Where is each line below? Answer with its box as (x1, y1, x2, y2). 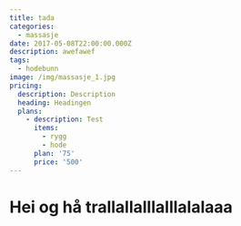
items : (33, 124, 59, 133)
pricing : (9, 81, 43, 90)
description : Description (17, 89, 116, 98)
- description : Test (25, 115, 104, 124)
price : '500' (33, 157, 84, 167)
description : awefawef (9, 47, 95, 56)
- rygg (42, 132, 67, 141)
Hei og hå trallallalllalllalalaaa (9, 197, 234, 217)
